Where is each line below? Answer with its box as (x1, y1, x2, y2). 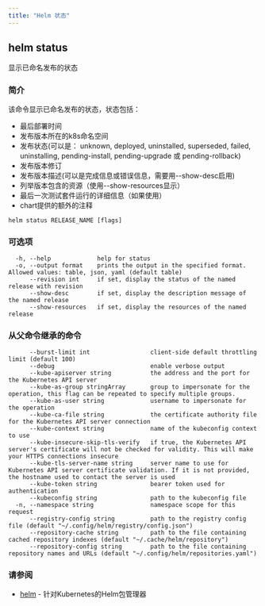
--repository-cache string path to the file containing (29, 529, 247, 537)
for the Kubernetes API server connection (8, 418, 151, 426)
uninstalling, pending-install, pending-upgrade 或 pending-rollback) (19, 151, 241, 160)
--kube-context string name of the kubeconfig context (29, 425, 258, 433)
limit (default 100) (8, 355, 77, 363)
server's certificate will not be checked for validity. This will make (8, 446, 254, 454)
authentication (8, 487, 59, 496)
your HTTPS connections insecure (8, 453, 119, 461)
